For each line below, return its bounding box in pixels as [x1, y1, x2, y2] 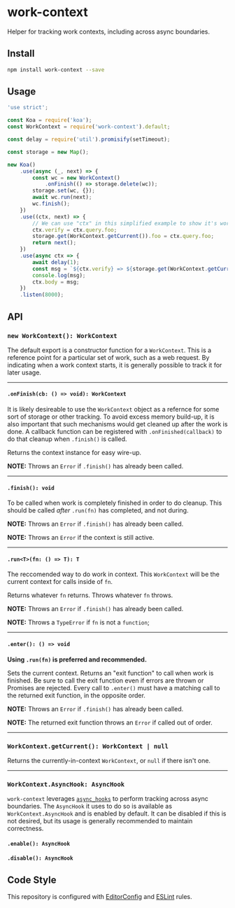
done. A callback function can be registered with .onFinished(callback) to [7, 428, 222, 436]
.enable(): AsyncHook [7, 840, 71, 847]
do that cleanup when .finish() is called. [7, 435, 127, 443]
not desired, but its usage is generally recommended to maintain [7, 817, 193, 825]
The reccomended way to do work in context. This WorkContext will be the [7, 570, 220, 578]
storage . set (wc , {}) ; [32, 187, 96, 195]
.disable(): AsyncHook [7, 855, 73, 862]
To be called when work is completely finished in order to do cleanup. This [7, 498, 222, 508]
